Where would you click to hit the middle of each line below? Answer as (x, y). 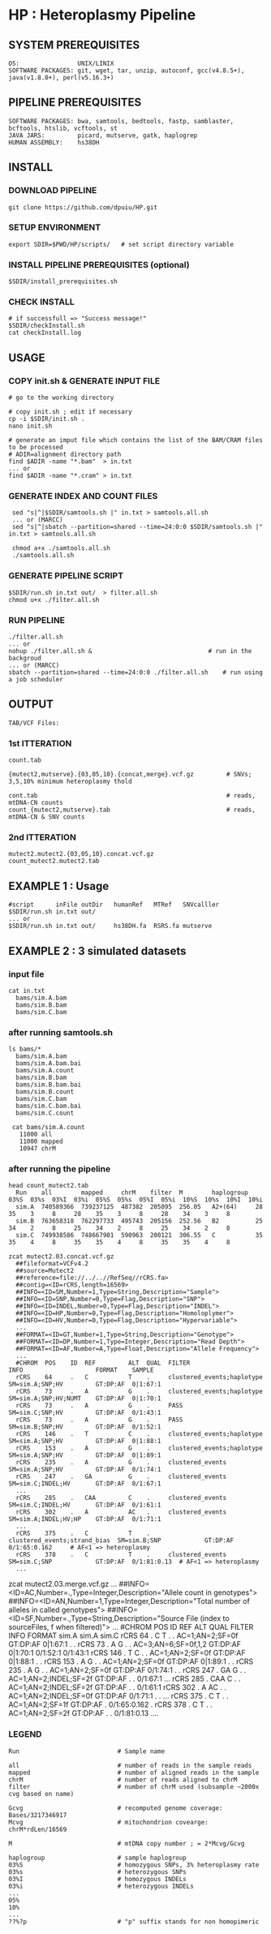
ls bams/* (25, 1049)
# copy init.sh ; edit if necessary (70, 412)
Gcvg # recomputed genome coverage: (116, 1808)
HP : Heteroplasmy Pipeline (102, 15)
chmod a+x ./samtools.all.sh (61, 548)
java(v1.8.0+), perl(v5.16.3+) (61, 78)
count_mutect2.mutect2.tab (54, 862)
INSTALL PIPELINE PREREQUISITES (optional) (99, 264)
